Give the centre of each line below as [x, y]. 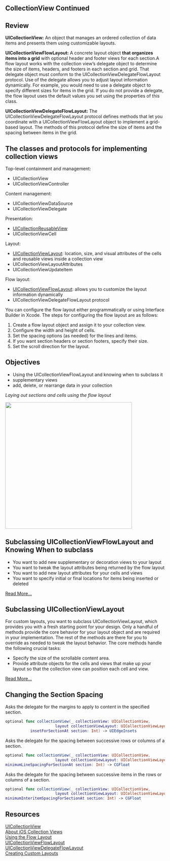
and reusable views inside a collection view [58, 259]
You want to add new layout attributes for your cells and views [77, 573]
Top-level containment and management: [48, 169]
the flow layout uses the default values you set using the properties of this [82, 96]
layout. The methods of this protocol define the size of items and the [91, 127]
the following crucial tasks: [33, 648]
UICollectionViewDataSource [43, 203]
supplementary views [35, 380]
